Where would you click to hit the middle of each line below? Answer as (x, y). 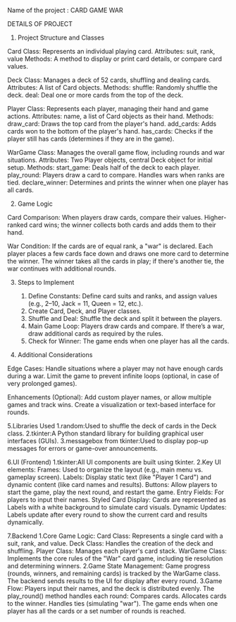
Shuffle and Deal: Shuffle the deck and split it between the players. (125, 318)
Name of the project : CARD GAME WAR (65, 10)
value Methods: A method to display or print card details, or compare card (115, 59)
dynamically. (26, 522)
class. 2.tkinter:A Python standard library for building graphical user (106, 433)
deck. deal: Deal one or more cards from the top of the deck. (95, 95)
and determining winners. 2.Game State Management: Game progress (109, 566)
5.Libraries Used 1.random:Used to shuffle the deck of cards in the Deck (112, 426)
